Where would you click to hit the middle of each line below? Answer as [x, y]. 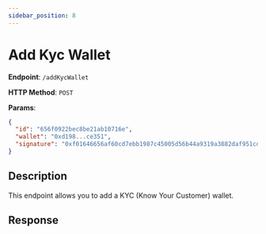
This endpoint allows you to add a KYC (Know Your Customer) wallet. [121, 195]
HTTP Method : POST [41, 92]
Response [34, 220]
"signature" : [37, 144]
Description [38, 176]
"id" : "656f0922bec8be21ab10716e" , [74, 129]
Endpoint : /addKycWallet [49, 77]
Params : [22, 107]
